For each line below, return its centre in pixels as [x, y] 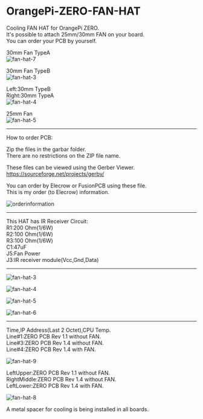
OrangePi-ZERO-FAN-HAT [73, 11]
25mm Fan [20, 113]
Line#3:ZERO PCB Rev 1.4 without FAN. [55, 343]
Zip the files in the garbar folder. [46, 149]
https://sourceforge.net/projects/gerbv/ [55, 173]
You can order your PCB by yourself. [52, 41]
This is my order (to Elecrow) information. [58, 192]
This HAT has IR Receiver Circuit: [47, 221]
